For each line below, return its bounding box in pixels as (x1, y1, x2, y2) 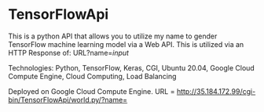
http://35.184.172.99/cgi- (176, 86, 256, 96)
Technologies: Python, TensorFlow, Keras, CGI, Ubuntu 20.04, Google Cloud (8, 63, 255, 72)
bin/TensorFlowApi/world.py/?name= (8, 95, 128, 104)
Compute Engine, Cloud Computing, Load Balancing (8, 71, 177, 81)
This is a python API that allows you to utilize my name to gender (8, 31, 218, 41)
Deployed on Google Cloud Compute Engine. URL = (8, 86, 175, 96)
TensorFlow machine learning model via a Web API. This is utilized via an (8, 39, 244, 49)
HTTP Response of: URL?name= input (8, 48, 130, 57)
